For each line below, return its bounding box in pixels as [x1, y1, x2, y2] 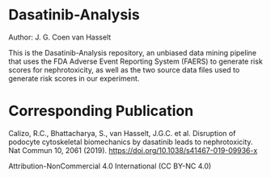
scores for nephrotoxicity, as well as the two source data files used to [8, 64, 240, 74]
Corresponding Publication [8, 102, 194, 120]
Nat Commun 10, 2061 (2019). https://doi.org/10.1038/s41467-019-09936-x [8, 145, 258, 155]
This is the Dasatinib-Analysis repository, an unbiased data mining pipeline [8, 48, 257, 57]
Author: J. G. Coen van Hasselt [8, 32, 112, 42]
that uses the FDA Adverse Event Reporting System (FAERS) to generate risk [8, 56, 263, 66]
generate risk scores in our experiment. [8, 73, 140, 83]
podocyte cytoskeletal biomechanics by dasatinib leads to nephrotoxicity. [8, 137, 253, 147]
